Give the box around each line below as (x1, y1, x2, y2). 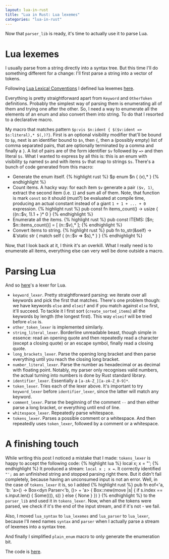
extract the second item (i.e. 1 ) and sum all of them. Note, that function (12, 190, 160, 196)
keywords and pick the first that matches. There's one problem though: (12, 297, 160, 303)
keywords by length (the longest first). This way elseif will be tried (12, 313, 152, 319)
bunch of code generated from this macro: (5, 164, 94, 170)
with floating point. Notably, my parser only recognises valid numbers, (12, 367, 159, 373)
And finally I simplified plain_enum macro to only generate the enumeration (5, 533, 160, 540)
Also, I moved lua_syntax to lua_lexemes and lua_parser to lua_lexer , (5, 513, 150, 519)
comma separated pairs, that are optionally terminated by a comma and (5, 142, 154, 149)
